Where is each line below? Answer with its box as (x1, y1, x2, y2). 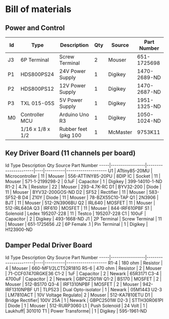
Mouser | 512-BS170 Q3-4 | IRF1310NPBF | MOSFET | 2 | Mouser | (5, 281, 142, 287)
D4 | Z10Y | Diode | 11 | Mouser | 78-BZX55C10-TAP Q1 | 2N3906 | (22, 194, 158, 200)
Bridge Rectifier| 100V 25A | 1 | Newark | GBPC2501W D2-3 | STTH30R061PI (5, 297, 163, 303)
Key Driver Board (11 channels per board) (5, 149, 136, 157)
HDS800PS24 (20, 71, 54, 77)
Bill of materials (5, 4, 71, 15)
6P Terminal (20, 56, 49, 63)
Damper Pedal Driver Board (5, 241, 93, 250)
